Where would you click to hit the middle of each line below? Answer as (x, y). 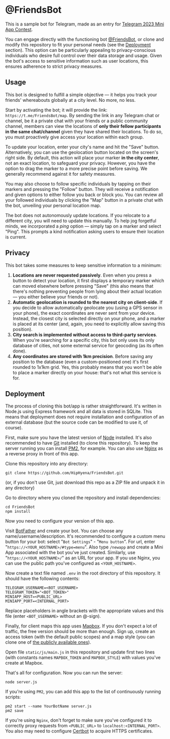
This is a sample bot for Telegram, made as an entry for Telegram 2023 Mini (85, 24)
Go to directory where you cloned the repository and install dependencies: (83, 498)
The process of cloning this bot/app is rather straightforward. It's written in (83, 406)
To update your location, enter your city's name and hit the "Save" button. (82, 147)
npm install (18, 512)
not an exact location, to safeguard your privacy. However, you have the (80, 163)
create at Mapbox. (24, 663)
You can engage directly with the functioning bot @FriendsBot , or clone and (84, 39)
